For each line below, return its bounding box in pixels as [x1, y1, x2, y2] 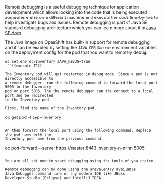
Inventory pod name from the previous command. [5, 136, 104, 141]
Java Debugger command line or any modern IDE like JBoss [5, 171, 125, 176]
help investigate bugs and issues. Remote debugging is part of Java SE [5, 19, 147, 25]
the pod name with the [5, 132, 51, 137]
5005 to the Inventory [5, 84, 51, 89]
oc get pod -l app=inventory [5, 114, 62, 120]
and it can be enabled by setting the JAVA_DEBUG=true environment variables [5, 45, 157, 50]
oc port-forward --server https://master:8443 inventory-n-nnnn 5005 [5, 145, 145, 151]
